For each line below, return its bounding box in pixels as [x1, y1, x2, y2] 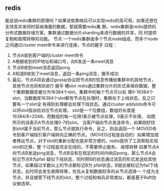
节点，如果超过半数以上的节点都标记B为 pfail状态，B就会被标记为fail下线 [12, 162, 158, 168]
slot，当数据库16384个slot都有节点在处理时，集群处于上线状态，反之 [12, 95, 151, 101]
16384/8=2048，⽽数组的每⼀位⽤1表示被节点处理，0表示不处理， [12, 113, 146, 119]
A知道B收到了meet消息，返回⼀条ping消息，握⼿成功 [12, 70, 119, 76]
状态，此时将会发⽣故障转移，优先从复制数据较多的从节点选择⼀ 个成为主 [12, 168, 160, 174]
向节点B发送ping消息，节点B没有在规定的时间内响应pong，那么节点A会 [12, 150, 156, 156]
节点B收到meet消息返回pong [12, 64, 70, 70]
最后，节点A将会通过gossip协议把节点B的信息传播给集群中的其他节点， [12, 77, 156, 83]
